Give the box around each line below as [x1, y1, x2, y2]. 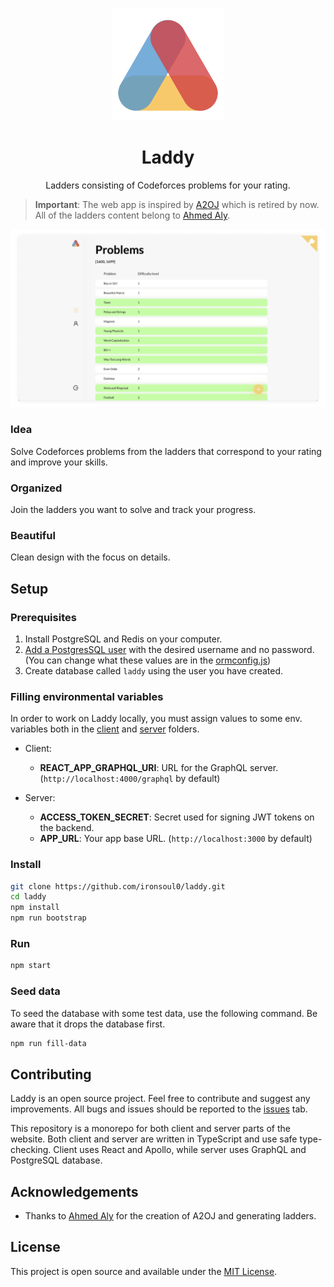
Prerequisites [10, 610, 77, 624]
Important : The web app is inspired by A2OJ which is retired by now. [34, 198, 320, 210]
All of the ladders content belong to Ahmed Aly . [34, 209, 231, 221]
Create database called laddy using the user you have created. [24, 665, 284, 677]
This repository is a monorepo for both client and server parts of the [10, 1123, 291, 1135]
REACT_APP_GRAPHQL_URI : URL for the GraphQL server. [39, 762, 279, 774]
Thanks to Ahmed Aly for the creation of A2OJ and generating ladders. [24, 1210, 317, 1222]
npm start [10, 961, 52, 971]
